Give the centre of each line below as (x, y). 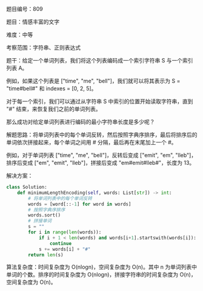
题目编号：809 (25, 9)
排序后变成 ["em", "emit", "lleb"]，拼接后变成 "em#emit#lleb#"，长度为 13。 (101, 163)
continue (60, 243)
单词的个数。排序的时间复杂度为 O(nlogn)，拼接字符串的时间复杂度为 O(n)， (101, 275)
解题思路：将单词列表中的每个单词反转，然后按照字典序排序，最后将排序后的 (102, 135)
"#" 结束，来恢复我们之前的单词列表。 (54, 109)
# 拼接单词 (40, 221)
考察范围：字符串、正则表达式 (43, 48)
